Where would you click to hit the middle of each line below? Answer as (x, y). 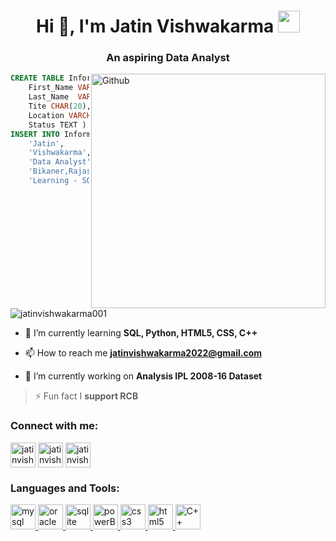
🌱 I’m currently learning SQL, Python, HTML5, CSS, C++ (141, 333)
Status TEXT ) (57, 125)
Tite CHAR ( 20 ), (60, 106)
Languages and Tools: (65, 488)
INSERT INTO (35, 134)
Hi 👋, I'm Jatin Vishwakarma (155, 26)
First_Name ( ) (80, 88)
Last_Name (49, 97)
